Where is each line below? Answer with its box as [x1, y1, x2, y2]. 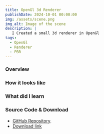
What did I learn [5, 93, 44, 100]
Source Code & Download [5, 106, 68, 113]
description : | [5, 26, 37, 31]
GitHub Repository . [12, 117, 51, 123]
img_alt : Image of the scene [5, 21, 66, 27]
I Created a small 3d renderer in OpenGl [11, 31, 99, 36]
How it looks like [5, 79, 46, 86]
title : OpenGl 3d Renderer [5, 7, 61, 13]
